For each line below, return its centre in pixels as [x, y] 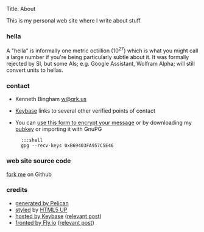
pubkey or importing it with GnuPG [58, 129]
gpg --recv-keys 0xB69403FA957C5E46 [67, 146]
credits [17, 190]
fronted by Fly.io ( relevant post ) [55, 222]
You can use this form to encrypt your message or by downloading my [103, 123]
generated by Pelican [42, 203]
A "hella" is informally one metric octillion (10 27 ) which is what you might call [102, 50]
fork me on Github [29, 174]
